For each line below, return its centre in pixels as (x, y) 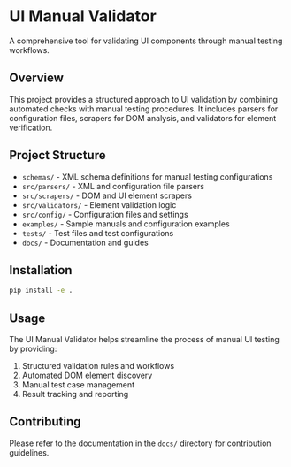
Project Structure (57, 155)
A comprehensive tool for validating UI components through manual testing (146, 41)
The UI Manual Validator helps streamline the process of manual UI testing (145, 340)
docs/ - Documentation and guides (85, 242)
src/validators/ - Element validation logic (99, 204)
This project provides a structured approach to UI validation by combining (144, 99)
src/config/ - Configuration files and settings (105, 214)
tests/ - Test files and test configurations (98, 233)
